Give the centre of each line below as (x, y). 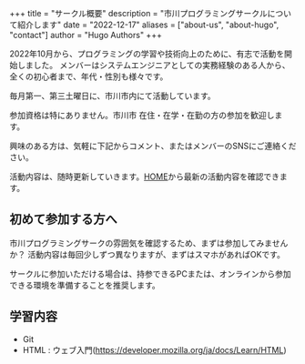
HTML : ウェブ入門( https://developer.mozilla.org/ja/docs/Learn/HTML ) (154, 349)
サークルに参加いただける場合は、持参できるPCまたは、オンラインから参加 (150, 273)
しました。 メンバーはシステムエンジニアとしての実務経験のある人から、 (153, 65)
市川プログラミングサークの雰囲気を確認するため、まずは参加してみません (149, 243)
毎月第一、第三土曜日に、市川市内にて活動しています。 (112, 96)
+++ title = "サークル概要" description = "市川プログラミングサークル (138, 13)
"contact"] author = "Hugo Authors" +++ (86, 35)
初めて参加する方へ (63, 220)
